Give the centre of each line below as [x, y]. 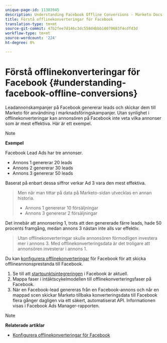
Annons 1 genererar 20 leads [42, 162]
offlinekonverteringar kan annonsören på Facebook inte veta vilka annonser [83, 118]
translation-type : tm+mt [31, 24]
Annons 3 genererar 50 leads [43, 173]
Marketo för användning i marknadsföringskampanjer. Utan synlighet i [77, 113]
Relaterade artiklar [25, 325]
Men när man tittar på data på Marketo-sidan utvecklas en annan [85, 192]
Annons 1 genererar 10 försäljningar [62, 208]
